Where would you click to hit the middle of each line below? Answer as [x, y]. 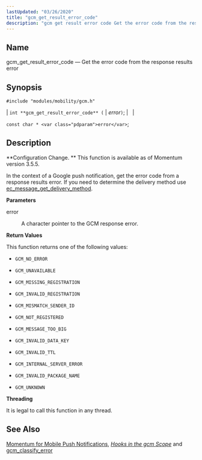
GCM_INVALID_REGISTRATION [47, 294]
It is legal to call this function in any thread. [59, 410]
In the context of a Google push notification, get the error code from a [93, 175]
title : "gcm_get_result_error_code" [52, 17]
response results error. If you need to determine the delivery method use [96, 182]
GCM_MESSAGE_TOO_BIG [41, 329]
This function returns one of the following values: [67, 247]
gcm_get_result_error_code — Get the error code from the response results [99, 62]
